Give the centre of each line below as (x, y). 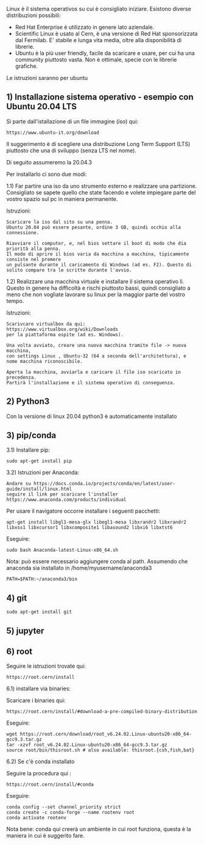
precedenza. (21, 377)
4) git (17, 598)
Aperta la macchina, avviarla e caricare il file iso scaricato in (94, 372)
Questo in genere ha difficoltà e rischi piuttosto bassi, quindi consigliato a (98, 288)
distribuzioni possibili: (33, 15)
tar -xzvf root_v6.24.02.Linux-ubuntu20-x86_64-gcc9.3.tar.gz (87, 745)
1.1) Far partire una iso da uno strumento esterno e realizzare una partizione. (102, 186)
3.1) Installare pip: (28, 450)
